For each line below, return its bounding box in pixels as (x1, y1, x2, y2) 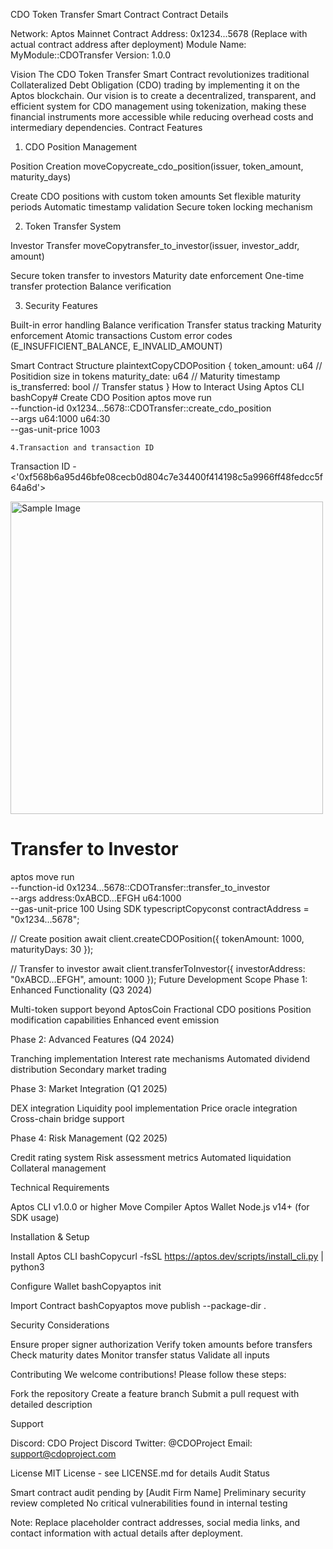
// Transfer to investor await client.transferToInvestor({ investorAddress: (10, 962, 306, 974)
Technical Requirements (10, 1181, 110, 1193)
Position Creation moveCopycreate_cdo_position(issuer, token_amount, (10, 160, 304, 172)
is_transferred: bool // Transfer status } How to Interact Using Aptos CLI (10, 381, 305, 393)
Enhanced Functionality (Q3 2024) (10, 984, 153, 996)
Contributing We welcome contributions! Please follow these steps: (10, 1368, 287, 1380)
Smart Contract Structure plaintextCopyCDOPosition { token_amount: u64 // (10, 360, 323, 371)
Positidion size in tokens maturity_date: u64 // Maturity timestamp (10, 370, 281, 382)
